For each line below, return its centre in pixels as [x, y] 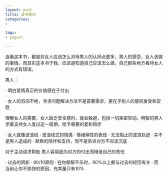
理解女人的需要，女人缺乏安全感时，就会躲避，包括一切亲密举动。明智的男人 [84, 118]
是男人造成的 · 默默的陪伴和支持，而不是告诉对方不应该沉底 [66, 141]
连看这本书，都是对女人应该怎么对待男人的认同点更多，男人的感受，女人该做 [84, 56]
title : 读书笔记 [20, 14]
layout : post [19, 10]
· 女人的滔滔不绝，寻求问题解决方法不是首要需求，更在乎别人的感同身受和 [81, 101]
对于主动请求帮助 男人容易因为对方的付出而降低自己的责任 [65, 151]
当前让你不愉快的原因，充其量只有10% [45, 168]
